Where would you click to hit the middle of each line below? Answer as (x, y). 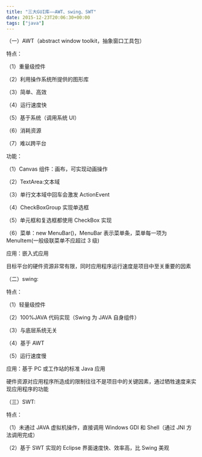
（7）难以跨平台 (26, 143)
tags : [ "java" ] (25, 23)
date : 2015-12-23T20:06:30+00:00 (48, 17)
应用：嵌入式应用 (27, 253)
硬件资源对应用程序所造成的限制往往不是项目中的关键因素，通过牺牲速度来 (99, 382)
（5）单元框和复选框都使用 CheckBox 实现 (59, 220)
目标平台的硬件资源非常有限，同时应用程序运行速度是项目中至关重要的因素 (99, 266)
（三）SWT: (21, 402)
